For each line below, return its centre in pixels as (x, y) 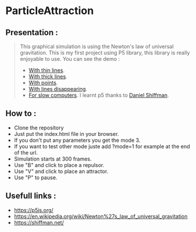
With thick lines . (48, 76)
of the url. (26, 152)
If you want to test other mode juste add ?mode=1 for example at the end (102, 146)
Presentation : (32, 33)
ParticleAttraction (50, 11)
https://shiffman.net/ (39, 222)
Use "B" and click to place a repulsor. (59, 165)
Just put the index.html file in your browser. (66, 134)
